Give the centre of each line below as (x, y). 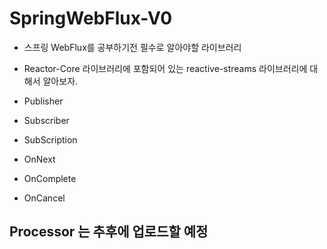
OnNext (39, 159)
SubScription (50, 139)
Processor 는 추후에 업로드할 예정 (109, 232)
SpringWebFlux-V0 (91, 18)
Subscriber (46, 120)
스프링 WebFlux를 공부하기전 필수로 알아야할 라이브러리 (132, 47)
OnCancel (44, 198)
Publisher (43, 101)
